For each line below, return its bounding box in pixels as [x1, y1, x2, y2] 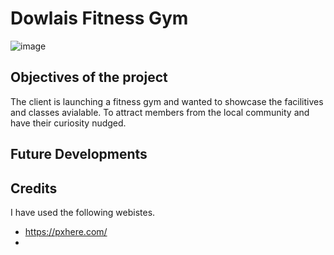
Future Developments [10, 146, 148, 163]
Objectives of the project [10, 69, 168, 86]
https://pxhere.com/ [24, 225, 108, 237]
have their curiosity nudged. [10, 117, 127, 129]
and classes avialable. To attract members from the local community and [10, 106, 310, 118]
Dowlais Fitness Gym [10, 7, 189, 30]
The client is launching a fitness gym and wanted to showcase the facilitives [10, 95, 324, 107]
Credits [10, 180, 58, 197]
